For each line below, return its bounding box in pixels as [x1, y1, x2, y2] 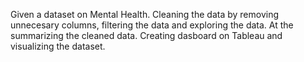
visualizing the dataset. [10, 40, 106, 52]
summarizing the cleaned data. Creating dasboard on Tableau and [10, 30, 283, 41]
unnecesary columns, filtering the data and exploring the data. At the [10, 19, 294, 31]
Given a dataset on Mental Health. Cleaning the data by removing [10, 9, 280, 20]
